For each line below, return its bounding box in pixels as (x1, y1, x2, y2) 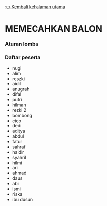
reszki (12, 76, 25, 82)
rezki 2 (12, 107, 27, 113)
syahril (12, 155, 26, 161)
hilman (12, 102, 26, 108)
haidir (12, 149, 24, 155)
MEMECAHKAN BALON (5, 23, 103, 35)
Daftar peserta (5, 54, 41, 61)
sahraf (12, 144, 26, 150)
